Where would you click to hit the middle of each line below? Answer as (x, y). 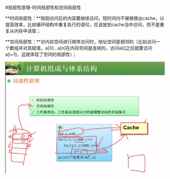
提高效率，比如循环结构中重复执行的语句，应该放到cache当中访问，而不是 (83, 25)
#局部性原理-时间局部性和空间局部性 (43, 7)
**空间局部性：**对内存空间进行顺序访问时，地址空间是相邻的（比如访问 (81, 42)
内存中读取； (27, 31)
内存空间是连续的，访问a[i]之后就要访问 (111, 48)
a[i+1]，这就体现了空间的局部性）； (41, 54)
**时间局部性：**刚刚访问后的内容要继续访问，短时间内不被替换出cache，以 (85, 18)
